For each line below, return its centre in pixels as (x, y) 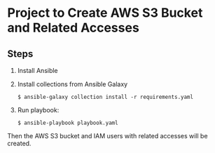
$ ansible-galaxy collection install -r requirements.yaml (105, 97)
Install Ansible (37, 71)
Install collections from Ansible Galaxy (72, 84)
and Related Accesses (74, 28)
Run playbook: (38, 110)
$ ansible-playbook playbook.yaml (68, 123)
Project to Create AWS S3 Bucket (105, 13)
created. (19, 143)
